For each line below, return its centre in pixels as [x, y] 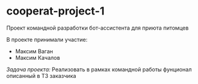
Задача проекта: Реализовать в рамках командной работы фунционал [99, 69]
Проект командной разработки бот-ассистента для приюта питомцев [97, 28]
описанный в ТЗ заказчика [41, 76]
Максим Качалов [38, 57]
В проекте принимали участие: [47, 39]
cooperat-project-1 [56, 11]
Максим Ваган [34, 51]
